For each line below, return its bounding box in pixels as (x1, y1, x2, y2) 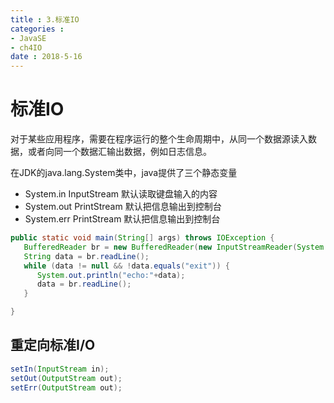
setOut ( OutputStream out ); (10, 373, 123, 383)
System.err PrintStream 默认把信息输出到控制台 (24, 213, 221, 225)
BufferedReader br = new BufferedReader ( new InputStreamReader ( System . (23, 242, 329, 252)
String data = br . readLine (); (23, 251, 150, 261)
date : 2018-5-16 (10, 52, 83, 62)
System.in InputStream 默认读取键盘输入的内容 (24, 188, 218, 200)
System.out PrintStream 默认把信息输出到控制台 (24, 201, 222, 213)
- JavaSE (10, 33, 47, 43)
